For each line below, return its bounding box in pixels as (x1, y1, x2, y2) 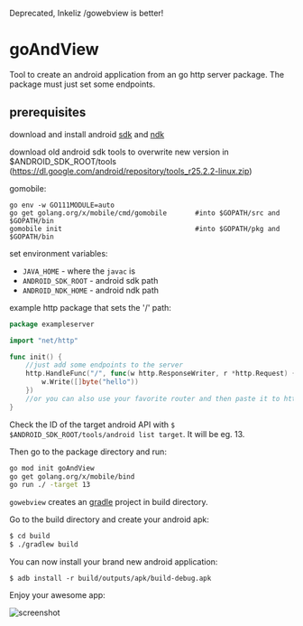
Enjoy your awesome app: (9, 590, 106, 600)
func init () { (9, 352, 63, 361)
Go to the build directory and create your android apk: (9, 514, 209, 525)
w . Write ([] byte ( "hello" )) (41, 378, 140, 387)
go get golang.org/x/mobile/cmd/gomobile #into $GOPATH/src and (9, 208, 280, 218)
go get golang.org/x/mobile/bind (9, 472, 135, 481)
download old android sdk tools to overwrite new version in (9, 146, 230, 157)
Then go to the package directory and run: (9, 446, 167, 457)
